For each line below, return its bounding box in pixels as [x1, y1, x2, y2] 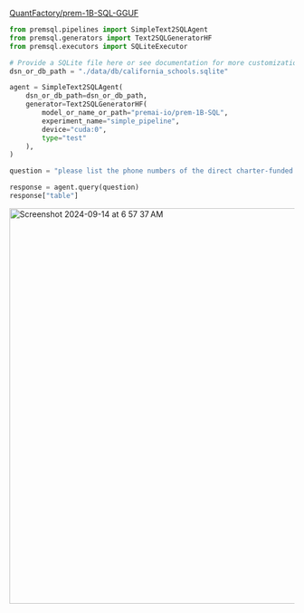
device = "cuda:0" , [42, 125, 107, 134]
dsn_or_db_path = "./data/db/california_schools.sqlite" [9, 67, 229, 76]
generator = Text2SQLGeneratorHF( [25, 99, 147, 109]
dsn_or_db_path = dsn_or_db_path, [25, 91, 147, 100]
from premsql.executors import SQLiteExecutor [9, 42, 188, 51]
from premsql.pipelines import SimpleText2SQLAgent [9, 25, 208, 34]
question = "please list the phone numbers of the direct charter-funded [9, 166, 294, 175]
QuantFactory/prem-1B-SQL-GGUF [9, 8, 139, 18]
